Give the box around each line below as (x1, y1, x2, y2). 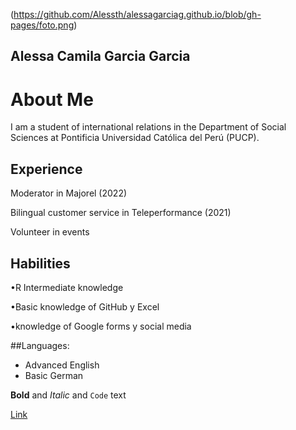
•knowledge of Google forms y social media (10, 320, 192, 332)
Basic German (24, 369, 84, 381)
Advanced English (24, 359, 100, 371)
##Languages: (10, 339, 70, 351)
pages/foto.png (10, 19, 75, 31)
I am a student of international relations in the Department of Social (10, 121, 287, 133)
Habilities (10, 255, 71, 272)
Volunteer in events (10, 226, 90, 238)
